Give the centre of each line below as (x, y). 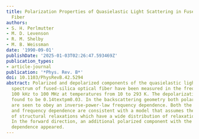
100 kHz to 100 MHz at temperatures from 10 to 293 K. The (86, 94)
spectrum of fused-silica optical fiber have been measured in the (97, 89)
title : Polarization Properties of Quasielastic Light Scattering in (94, 12)
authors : (17, 22)
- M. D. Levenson (28, 34)
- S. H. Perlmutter (30, 28)
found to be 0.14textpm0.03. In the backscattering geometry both (95, 99)
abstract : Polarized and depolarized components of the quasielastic (94, 83)
